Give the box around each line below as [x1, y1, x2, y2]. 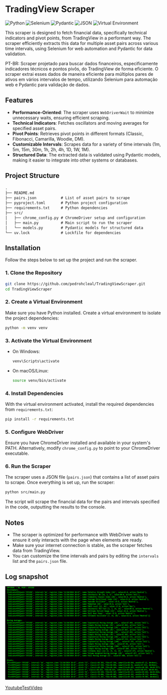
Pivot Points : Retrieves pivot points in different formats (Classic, [12, 131, 144, 137]
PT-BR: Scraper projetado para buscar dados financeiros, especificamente [5, 60, 158, 66]
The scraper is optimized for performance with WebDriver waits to [12, 532, 148, 538]
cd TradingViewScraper [5, 287, 52, 292]
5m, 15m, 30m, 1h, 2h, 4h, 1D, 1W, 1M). [12, 146, 90, 153]
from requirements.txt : [5, 406, 53, 412]
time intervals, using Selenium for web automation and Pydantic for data [5, 45, 153, 51]
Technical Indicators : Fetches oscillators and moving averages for [12, 120, 149, 126]
